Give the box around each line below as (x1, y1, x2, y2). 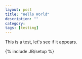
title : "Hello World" (5, 12, 50, 17)
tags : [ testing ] (5, 26, 39, 30)
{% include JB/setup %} (5, 49, 54, 55)
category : (5, 21, 26, 26)
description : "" (5, 16, 39, 21)
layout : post (5, 7, 32, 12)
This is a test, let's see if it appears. (5, 39, 78, 45)
